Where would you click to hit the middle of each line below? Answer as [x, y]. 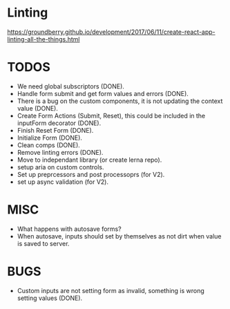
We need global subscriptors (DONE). [70, 86]
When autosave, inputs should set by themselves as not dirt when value [119, 236]
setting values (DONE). [50, 298]
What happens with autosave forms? [69, 229]
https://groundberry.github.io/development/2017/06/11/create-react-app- [111, 32]
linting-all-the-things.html [44, 39]
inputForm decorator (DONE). [59, 123]
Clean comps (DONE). [49, 145]
